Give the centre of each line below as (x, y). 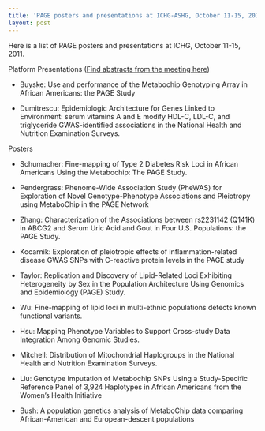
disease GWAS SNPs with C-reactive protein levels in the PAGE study (132, 260)
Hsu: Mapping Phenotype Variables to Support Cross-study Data (125, 331)
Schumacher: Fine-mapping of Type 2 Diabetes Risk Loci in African (129, 163)
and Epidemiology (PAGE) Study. (73, 292)
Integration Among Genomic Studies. (80, 339)
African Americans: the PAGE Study (77, 92)
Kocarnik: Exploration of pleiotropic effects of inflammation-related (128, 251)
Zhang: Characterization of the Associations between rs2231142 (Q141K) (137, 219)
